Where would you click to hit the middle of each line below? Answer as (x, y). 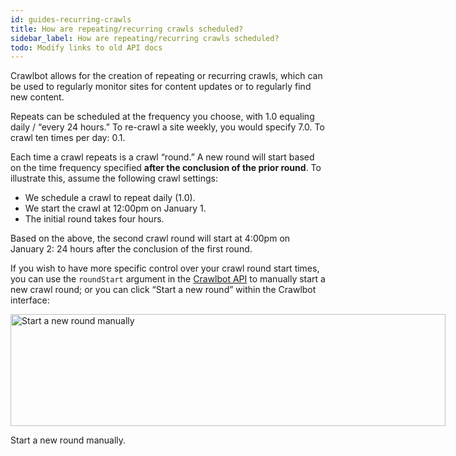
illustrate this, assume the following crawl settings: (114, 178)
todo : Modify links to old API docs (86, 47)
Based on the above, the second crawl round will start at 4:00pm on (150, 238)
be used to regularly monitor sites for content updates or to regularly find (161, 87)
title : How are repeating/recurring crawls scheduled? (127, 29)
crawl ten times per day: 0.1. (68, 138)
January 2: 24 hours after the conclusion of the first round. (131, 249)
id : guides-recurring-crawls (71, 19)
